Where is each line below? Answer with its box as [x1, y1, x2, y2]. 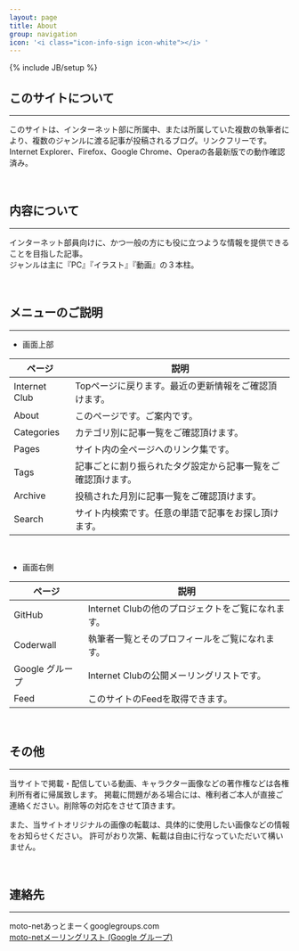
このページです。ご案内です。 [75, 409, 198, 422]
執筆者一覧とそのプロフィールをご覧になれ [87, 632, 266, 644]
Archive [13, 489, 46, 502]
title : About [9, 21, 58, 30]
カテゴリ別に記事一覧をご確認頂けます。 [75, 426, 244, 439]
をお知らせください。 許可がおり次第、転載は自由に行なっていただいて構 [9, 830, 276, 840]
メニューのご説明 [9, 305, 103, 321]
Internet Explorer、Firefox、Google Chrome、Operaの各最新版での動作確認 [9, 146, 286, 157]
